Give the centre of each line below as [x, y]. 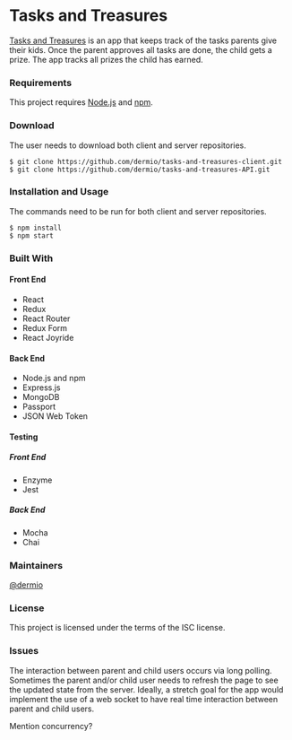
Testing [24, 437]
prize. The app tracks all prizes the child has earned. [106, 59]
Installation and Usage [59, 192]
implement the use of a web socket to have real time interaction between [144, 699]
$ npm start [31, 235]
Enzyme [37, 480]
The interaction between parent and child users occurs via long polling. [141, 670]
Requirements [41, 83]
